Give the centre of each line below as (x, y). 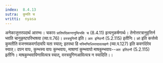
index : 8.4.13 (21, 10)
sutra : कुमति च (20, 14)
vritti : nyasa (21, 19)
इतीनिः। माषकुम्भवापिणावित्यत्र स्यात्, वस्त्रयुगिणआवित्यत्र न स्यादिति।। (59, 55)
